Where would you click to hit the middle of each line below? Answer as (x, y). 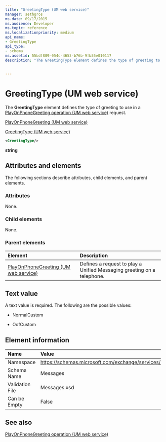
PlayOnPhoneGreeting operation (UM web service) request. (66, 112)
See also (19, 422)
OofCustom (24, 325)
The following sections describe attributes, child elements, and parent (76, 178)
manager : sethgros (24, 14)
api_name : (15, 37)
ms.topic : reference (26, 28)
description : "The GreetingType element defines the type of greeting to (83, 60)
